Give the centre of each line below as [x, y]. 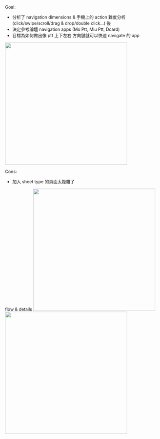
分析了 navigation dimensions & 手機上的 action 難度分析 [69, 17]
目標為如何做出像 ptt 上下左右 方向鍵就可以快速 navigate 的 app [76, 35]
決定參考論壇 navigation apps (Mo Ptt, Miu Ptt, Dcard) [66, 29]
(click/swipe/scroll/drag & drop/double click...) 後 [61, 23]
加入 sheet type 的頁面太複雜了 [43, 182]
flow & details [19, 309]
